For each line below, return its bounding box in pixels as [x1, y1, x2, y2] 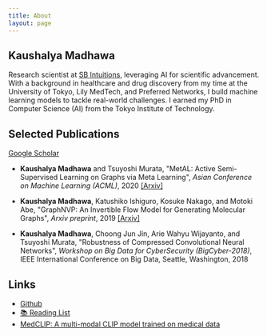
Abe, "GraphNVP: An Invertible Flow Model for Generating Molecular [19, 205, 246, 214]
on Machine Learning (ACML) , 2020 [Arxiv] [19, 181, 164, 190]
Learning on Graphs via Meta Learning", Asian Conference [59, 173, 253, 182]
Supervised [19, 173, 58, 182]
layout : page [8, 19, 52, 27]
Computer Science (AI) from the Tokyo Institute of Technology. [8, 104, 215, 114]
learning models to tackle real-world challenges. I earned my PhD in [8, 95, 232, 105]
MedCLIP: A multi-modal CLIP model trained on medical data [19, 319, 221, 329]
